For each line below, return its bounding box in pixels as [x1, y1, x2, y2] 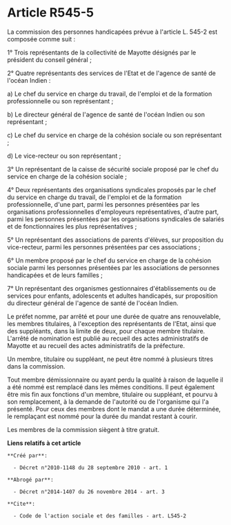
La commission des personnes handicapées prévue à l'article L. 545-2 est [7, 28, 218, 36]
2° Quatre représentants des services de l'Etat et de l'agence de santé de [7, 69, 216, 77]
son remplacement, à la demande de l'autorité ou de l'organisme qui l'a [7, 398, 209, 406]
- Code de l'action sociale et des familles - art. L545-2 [13, 512, 187, 519]
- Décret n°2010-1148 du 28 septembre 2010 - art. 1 [13, 464, 168, 471]
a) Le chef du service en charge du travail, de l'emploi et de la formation [7, 90, 212, 98]
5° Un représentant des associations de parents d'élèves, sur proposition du [7, 236, 224, 244]
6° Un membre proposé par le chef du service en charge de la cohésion [7, 256, 212, 265]
